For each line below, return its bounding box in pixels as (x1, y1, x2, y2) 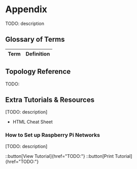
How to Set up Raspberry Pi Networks (5, 131, 100, 138)
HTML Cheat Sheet (12, 119, 53, 125)
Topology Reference (5, 67, 71, 76)
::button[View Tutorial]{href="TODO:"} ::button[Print (5, 153, 114, 159)
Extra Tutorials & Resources (5, 95, 95, 104)
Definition (25, 50, 50, 57)
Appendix (5, 4, 47, 15)
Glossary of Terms (5, 35, 65, 44)
